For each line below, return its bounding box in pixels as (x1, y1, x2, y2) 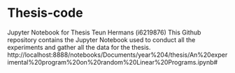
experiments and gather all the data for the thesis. (7, 43, 151, 51)
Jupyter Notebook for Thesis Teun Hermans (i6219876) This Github (7, 28, 201, 36)
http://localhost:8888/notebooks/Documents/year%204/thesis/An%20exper (7, 51, 228, 59)
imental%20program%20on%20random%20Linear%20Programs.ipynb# (7, 58, 218, 66)
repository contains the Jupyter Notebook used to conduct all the (7, 35, 196, 44)
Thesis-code (7, 5, 83, 21)
